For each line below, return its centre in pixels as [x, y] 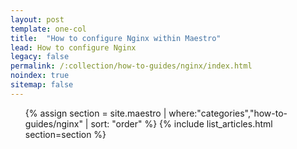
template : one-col [48, 29]
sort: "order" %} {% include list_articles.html [181, 123]
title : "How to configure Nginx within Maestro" [116, 38]
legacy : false [40, 57]
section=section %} [65, 134]
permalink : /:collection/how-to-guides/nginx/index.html [131, 66]
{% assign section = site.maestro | [95, 113]
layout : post [37, 19]
